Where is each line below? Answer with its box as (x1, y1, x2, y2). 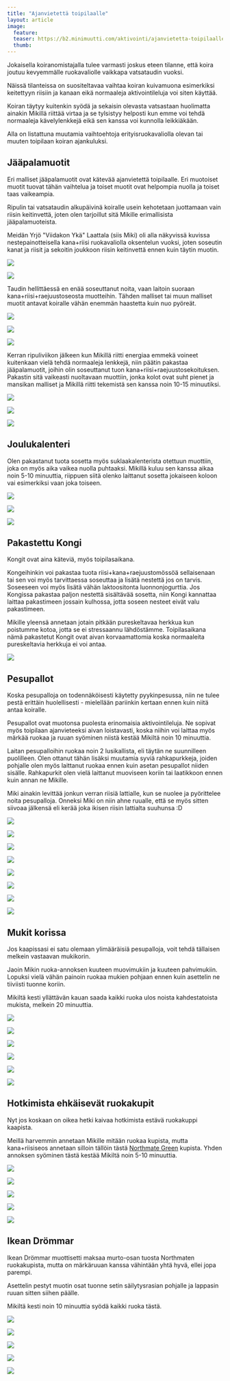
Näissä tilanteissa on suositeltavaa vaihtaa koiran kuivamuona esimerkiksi (7, 82, 215, 89)
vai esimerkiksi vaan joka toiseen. (7, 478, 102, 487)
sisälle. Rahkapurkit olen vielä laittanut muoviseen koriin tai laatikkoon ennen (7, 769, 223, 777)
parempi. (7, 1268, 33, 1276)
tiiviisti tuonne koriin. (7, 980, 66, 989)
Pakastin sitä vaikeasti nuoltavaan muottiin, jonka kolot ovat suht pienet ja (7, 373, 214, 381)
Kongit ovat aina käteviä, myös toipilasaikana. (7, 555, 135, 563)
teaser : (13, 36, 36, 43)
